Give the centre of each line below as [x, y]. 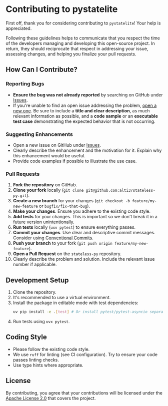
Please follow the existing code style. [51, 349]
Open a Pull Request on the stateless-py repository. [67, 254]
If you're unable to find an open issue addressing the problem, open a [85, 105]
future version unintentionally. [43, 222]
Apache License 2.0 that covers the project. [51, 398]
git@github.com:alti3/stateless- [120, 191]
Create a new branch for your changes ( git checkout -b [71, 201]
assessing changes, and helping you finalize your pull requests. [71, 54]
